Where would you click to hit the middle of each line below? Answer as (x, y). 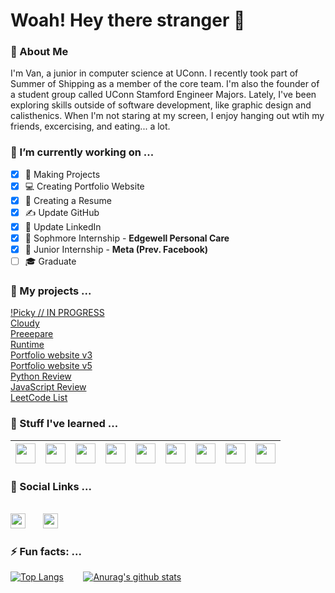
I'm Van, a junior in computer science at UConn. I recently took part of (154, 73)
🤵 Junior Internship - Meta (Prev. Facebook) (116, 250)
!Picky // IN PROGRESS (57, 313)
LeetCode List (39, 398)
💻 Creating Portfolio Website (84, 186)
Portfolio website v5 (51, 366)
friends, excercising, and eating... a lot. (90, 126)
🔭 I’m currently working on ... (82, 152)
